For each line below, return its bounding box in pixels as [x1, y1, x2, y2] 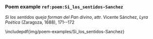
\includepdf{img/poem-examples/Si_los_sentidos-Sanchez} [5, 29, 125, 35]
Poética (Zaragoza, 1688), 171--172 [5, 19, 75, 25]
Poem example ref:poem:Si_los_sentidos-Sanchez [5, 3, 123, 10]
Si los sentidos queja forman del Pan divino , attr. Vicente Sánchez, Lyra [5, 14, 148, 20]
